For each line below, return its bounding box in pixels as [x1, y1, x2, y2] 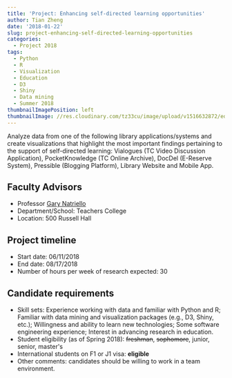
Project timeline [7, 234, 77, 246]
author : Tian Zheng [7, 17, 64, 23]
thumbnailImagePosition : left [7, 106, 95, 113]
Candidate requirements [7, 287, 115, 299]
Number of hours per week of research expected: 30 [17, 267, 168, 276]
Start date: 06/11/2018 [17, 253, 80, 261]
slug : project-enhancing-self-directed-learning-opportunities [7, 29, 193, 37]
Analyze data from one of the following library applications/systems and [7, 132, 212, 140]
